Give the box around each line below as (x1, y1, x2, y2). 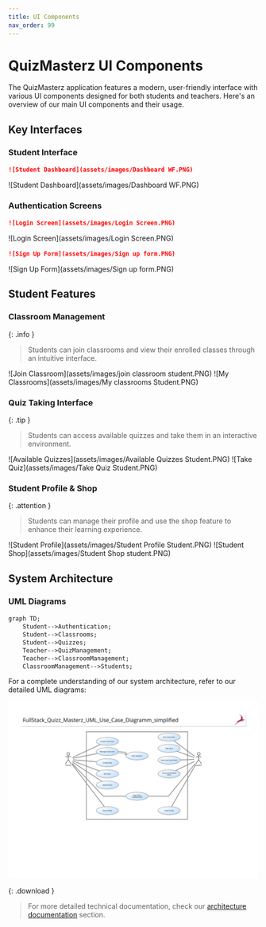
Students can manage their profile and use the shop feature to (27, 516, 232, 526)
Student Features (8, 287, 96, 301)
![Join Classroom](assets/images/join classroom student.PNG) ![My (8, 369, 229, 378)
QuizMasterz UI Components (8, 57, 204, 75)
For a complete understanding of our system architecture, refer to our (8, 677, 237, 686)
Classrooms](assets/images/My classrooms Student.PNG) (8, 377, 199, 386)
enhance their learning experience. (27, 525, 143, 534)
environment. (27, 439, 71, 449)
